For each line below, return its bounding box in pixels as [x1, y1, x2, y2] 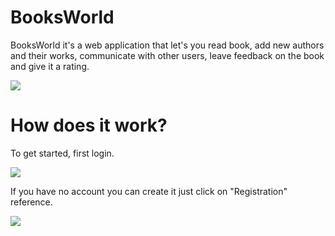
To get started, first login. [10, 147, 115, 159]
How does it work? [10, 114, 168, 137]
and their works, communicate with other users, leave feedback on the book [10, 49, 325, 61]
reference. [10, 196, 53, 208]
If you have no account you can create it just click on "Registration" [10, 185, 288, 197]
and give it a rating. [10, 60, 90, 72]
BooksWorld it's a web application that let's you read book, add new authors [10, 39, 325, 51]
